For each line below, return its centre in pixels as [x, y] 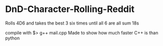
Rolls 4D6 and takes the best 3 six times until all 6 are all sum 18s [72, 23]
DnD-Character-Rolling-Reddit [70, 9]
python [12, 38]
